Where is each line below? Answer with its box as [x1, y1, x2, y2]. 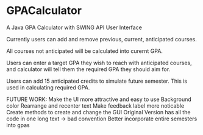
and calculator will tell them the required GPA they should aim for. [6, 65, 171, 73]
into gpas [6, 121, 30, 128]
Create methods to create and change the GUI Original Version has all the [6, 108, 191, 116]
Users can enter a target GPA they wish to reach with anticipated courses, [6, 59, 192, 66]
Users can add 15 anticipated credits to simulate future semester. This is [6, 77, 188, 85]
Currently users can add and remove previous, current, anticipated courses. [6, 35, 197, 43]
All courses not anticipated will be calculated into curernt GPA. [6, 47, 163, 55]
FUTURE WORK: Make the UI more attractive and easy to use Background [6, 95, 192, 103]
